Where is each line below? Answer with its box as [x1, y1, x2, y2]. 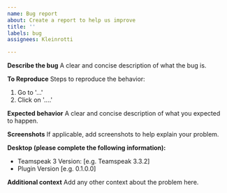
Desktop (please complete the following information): [7, 144, 166, 152]
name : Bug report [7, 10, 58, 17]
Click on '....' [17, 95, 53, 105]
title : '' [7, 23, 36, 30]
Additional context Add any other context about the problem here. [7, 178, 199, 187]
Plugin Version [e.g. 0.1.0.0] [17, 164, 96, 173]
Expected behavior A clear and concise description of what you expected [7, 109, 221, 118]
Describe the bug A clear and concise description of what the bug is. [7, 61, 207, 70]
